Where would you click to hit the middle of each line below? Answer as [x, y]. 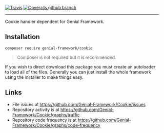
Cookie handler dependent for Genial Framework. [55, 22]
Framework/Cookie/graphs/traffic [46, 114]
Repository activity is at [36, 110]
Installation [22, 37]
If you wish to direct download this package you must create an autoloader [80, 66]
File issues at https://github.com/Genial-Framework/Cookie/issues [79, 104]
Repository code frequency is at [44, 120]
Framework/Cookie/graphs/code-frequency [56, 125]
